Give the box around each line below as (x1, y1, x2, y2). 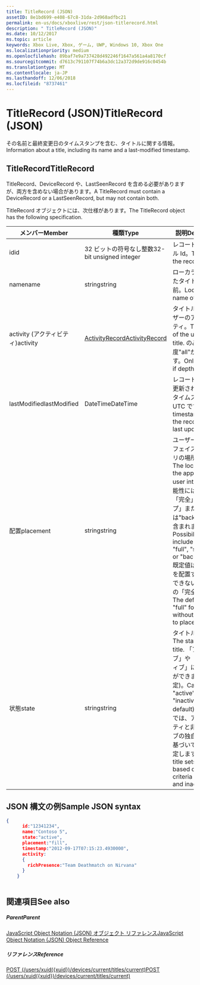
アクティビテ (33, 329, 69, 338)
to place (172, 618, 195, 626)
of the (172, 330, 189, 338)
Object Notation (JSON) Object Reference (6, 936, 109, 943)
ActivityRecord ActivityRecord (84, 334, 167, 342)
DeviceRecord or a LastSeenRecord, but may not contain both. (6, 194, 160, 202)
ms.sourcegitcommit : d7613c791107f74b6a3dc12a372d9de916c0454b (6, 58, 167, 64)
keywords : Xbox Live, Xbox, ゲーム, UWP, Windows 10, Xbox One (6, 42, 164, 48)
